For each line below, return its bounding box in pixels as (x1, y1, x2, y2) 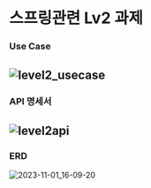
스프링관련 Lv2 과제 (9, 8, 143, 28)
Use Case (9, 41, 51, 53)
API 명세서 (9, 95, 52, 108)
